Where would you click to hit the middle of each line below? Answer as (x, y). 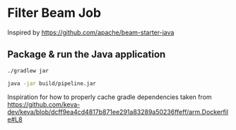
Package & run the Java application (87, 54)
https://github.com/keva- (44, 104)
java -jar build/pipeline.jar (52, 83)
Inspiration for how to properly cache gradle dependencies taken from (110, 97)
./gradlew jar (28, 71)
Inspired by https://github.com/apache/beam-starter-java (91, 32)
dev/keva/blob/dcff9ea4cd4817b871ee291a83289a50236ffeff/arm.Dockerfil (118, 112)
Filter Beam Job (54, 13)
